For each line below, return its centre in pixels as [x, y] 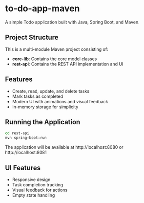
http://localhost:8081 [26, 153]
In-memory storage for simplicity [45, 107]
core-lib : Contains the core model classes [54, 59]
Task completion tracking [38, 184]
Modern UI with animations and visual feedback [60, 101]
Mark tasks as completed [38, 96]
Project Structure [32, 37]
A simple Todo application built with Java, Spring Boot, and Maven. [72, 22]
